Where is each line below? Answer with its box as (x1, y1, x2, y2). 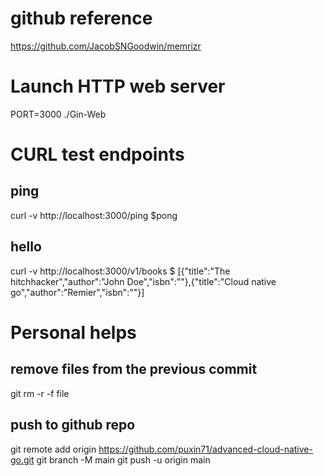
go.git (10, 453, 35, 466)
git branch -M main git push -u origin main (36, 453, 211, 466)
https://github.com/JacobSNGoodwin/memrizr (10, 40, 202, 52)
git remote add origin (10, 443, 97, 455)
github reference (10, 7, 153, 30)
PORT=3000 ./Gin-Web (10, 108, 107, 120)
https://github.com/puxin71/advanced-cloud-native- (98, 443, 313, 455)
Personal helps (10, 321, 137, 344)
